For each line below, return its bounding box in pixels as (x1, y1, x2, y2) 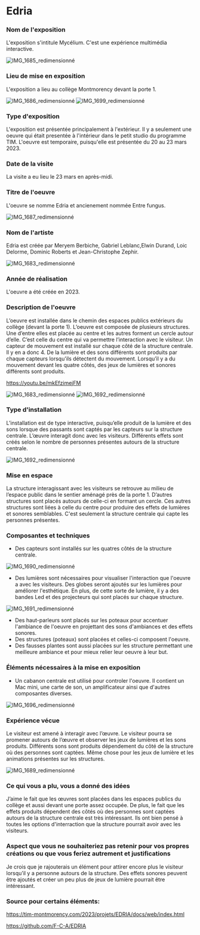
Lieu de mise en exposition (6, 72, 85, 80)
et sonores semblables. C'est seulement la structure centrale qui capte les (6, 510, 189, 518)
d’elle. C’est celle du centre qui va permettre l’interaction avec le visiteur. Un (6, 336, 193, 343)
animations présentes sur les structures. (6, 755, 105, 763)
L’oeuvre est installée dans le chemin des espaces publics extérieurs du (6, 317, 183, 324)
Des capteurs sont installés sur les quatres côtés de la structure (14, 545, 172, 552)
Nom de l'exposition (6, 26, 66, 34)
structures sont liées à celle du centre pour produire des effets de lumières (6, 504, 190, 511)
